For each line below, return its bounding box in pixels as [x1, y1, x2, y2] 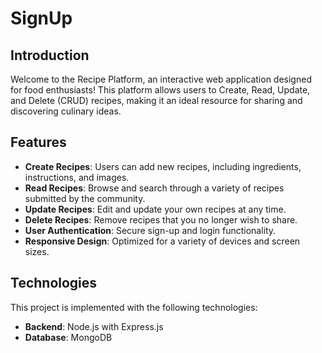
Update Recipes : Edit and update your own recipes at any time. [24, 203, 287, 215]
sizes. [24, 245, 50, 257]
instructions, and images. [24, 171, 130, 183]
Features [10, 134, 67, 151]
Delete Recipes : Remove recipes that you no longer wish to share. [24, 213, 298, 226]
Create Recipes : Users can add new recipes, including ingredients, [24, 160, 302, 172]
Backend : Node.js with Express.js [24, 320, 164, 332]
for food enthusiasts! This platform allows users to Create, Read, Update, [10, 84, 311, 96]
